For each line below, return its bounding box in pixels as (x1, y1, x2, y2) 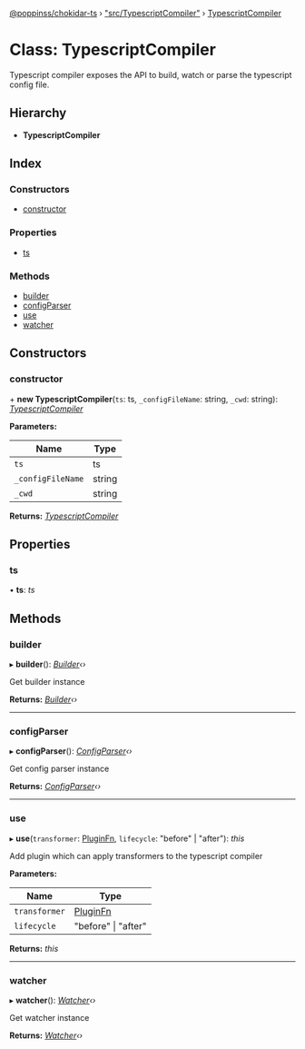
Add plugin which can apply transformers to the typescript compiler (9, 850, 263, 861)
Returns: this (9, 943, 59, 954)
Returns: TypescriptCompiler (9, 510, 119, 521)
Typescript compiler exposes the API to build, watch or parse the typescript (9, 69, 292, 80)
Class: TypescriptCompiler (9, 40, 216, 60)
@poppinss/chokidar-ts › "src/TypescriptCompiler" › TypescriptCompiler (9, 8, 281, 18)
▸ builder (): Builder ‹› (9, 658, 86, 670)
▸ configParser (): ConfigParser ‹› (9, 746, 133, 757)
